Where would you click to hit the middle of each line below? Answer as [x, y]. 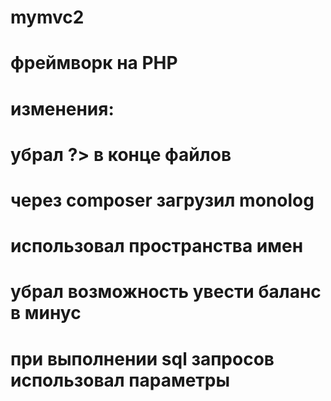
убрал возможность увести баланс [166, 292]
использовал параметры [120, 380]
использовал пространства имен [157, 246]
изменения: [62, 108]
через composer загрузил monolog [162, 200]
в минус [46, 313]
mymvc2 [47, 17]
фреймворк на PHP [94, 63]
